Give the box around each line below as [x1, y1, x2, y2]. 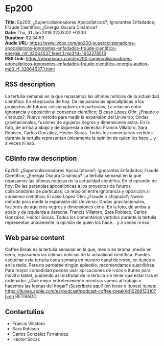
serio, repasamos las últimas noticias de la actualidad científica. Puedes [5, 252, 150, 258]
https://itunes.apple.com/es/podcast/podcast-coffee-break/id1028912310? [5, 288, 156, 294]
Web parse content [5, 233, 65, 242]
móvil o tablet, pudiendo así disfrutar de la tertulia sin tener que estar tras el [5, 272, 158, 278]
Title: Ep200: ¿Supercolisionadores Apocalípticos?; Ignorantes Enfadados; [5, 19, 156, 25]
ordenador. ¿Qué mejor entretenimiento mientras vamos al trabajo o [5, 278, 141, 284]
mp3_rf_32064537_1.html [5, 66, 55, 72]
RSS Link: [5, 55, 25, 61]
